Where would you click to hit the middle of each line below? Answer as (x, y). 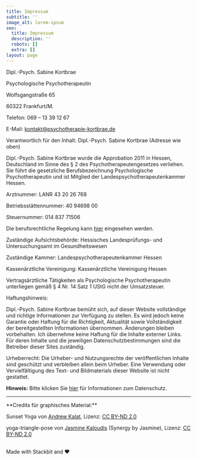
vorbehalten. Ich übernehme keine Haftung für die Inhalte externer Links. (94, 334)
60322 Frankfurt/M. (30, 106)
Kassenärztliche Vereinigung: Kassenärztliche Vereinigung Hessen (86, 268)
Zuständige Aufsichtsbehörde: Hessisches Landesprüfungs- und (84, 240)
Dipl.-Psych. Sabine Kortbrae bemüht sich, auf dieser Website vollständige (96, 309)
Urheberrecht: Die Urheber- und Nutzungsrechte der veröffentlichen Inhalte (98, 358)
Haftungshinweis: (27, 298)
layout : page (22, 55)
